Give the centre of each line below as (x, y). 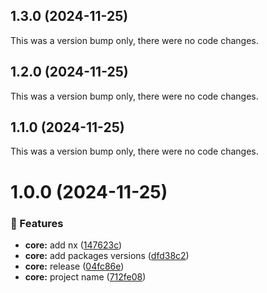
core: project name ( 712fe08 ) (85, 276)
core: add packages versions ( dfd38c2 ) (107, 255)
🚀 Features (37, 223)
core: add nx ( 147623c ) (73, 245)
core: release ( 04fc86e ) (74, 266)
